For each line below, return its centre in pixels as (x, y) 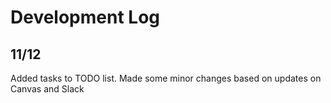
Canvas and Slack (47, 89)
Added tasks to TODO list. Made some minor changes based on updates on (166, 78)
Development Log (85, 17)
